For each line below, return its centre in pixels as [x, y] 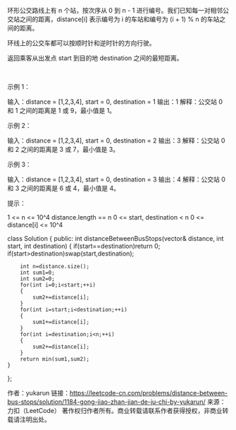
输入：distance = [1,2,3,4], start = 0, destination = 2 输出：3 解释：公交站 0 [116, 141]
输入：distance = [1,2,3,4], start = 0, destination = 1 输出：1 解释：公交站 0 [115, 102]
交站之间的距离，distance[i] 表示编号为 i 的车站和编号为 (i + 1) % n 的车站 [113, 19]
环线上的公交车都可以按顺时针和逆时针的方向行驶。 [81, 43]
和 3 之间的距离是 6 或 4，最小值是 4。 [64, 188]
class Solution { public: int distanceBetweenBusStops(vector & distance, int [116, 238]
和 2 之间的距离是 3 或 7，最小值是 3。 [63, 149]
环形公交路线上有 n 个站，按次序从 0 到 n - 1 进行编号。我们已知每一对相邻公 [118, 10]
